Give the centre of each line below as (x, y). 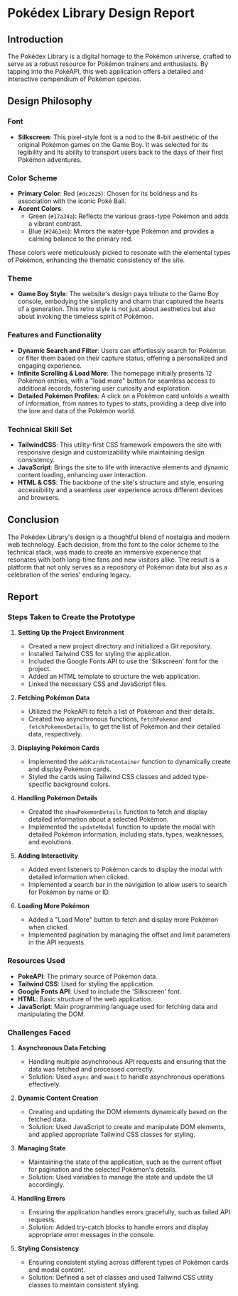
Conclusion (33, 520)
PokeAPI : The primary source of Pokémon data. (87, 976)
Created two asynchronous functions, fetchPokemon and (110, 719)
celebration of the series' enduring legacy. (69, 575)
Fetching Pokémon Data (54, 698)
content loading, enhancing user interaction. (82, 474)
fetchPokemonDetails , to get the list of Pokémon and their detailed (124, 726)
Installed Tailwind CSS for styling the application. (100, 654)
